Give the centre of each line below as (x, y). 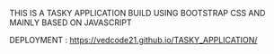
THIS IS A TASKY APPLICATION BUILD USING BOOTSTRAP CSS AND (137, 13)
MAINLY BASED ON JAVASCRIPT (71, 22)
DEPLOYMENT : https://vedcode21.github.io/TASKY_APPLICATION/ (133, 40)
